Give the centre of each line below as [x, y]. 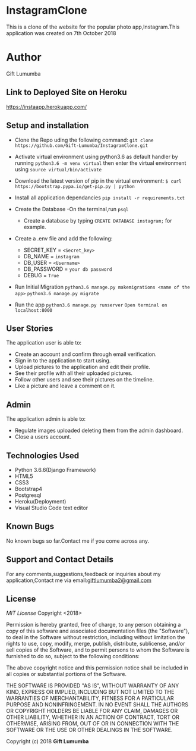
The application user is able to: [44, 343]
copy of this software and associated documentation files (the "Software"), [98, 631]
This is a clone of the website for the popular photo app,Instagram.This [93, 27]
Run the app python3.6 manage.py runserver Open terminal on [91, 305]
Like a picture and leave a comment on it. [65, 386]
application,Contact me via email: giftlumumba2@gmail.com [79, 580]
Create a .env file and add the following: [64, 238]
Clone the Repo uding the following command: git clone [84, 140]
